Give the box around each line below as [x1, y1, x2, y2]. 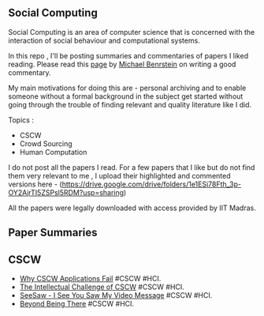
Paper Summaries [8, 226, 98, 239]
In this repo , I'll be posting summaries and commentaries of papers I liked [8, 51, 249, 60]
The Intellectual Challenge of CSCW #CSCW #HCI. [19, 282, 185, 292]
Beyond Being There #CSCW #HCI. [19, 299, 135, 309]
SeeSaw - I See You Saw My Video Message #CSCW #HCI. [19, 291, 213, 300]
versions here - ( [8, 179, 62, 189]
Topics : [8, 115, 34, 125]
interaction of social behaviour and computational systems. [8, 36, 201, 45]
